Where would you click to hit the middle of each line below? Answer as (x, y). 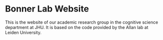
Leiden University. (23, 32)
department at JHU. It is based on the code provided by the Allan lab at (77, 27)
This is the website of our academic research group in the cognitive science (81, 22)
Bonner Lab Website (47, 9)
